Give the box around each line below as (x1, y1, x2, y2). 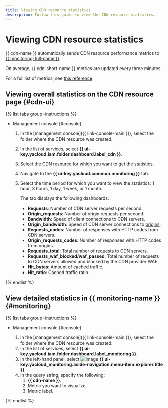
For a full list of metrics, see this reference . (5, 75, 94, 81)
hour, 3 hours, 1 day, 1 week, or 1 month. (20, 186, 103, 192)
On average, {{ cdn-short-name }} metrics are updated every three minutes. (5, 65, 162, 72)
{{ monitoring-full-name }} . (5, 56, 61, 62)
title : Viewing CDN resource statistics (5, 7, 91, 13)
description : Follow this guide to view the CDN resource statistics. (5, 12, 156, 17)
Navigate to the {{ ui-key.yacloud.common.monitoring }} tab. (20, 171, 149, 177)
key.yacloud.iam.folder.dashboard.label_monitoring (20, 351, 131, 357)
